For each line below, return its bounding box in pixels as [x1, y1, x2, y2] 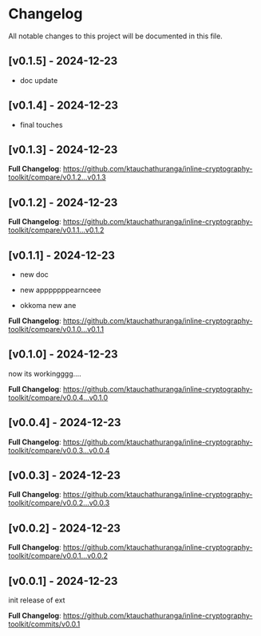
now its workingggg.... [8, 369, 81, 378]
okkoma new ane [19, 301, 77, 310]
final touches [19, 120, 63, 129]
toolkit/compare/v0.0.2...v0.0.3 [8, 498, 110, 508]
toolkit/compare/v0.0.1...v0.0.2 [8, 551, 108, 561]
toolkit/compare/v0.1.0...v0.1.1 [8, 325, 105, 334]
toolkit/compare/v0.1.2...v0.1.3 [8, 172, 106, 182]
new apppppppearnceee [19, 285, 101, 294]
